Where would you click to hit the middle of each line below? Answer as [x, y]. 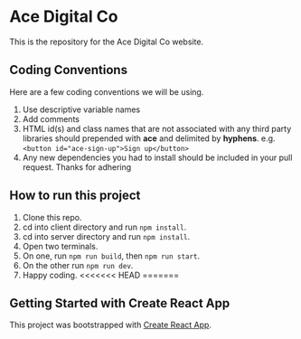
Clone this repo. [52, 217]
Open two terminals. [60, 246]
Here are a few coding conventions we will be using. [107, 91]
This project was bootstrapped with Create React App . [111, 325]
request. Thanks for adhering [77, 167]
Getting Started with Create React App [120, 303]
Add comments [51, 118]
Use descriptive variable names [81, 109]
